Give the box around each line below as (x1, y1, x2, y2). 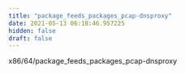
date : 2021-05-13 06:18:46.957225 (8, 19, 126, 27)
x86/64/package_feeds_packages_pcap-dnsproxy (8, 56, 178, 66)
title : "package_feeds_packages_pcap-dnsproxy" (8, 11, 173, 20)
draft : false (8, 34, 53, 43)
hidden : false (8, 27, 57, 35)
